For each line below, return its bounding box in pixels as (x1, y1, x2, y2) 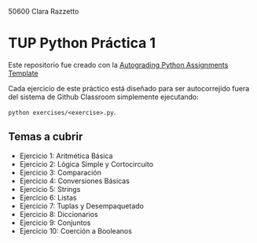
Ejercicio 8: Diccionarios (19, 209, 98, 219)
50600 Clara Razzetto (8, 7, 79, 16)
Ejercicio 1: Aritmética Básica (19, 151, 113, 160)
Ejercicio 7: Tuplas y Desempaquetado (19, 201, 144, 211)
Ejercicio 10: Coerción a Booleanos (19, 226, 132, 235)
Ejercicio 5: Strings (19, 184, 81, 193)
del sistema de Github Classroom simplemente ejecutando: (8, 92, 199, 101)
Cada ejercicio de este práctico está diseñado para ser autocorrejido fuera (8, 83, 250, 93)
